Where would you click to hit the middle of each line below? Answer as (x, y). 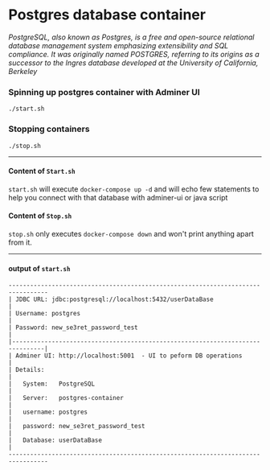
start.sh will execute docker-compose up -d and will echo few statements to (134, 189)
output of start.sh (39, 268)
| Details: (27, 370)
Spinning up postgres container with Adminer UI (104, 92)
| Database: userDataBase (55, 440)
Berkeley (23, 71)
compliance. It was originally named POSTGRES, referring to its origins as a (134, 54)
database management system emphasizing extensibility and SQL (119, 45)
